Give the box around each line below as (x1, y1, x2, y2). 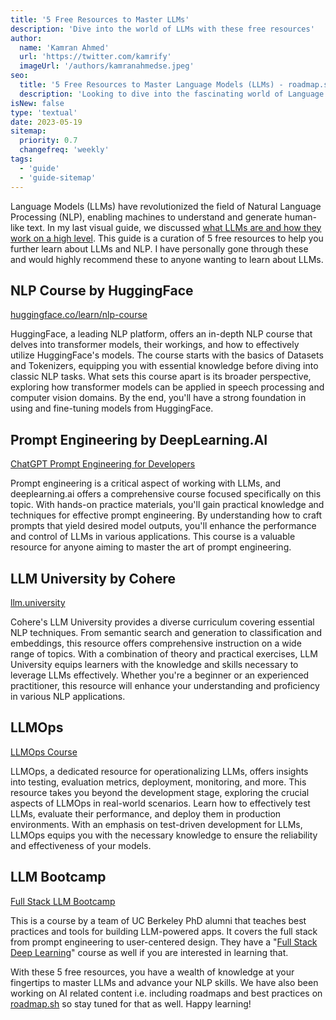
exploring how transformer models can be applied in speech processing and (10, 381, 325, 393)
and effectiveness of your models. (10, 839, 152, 851)
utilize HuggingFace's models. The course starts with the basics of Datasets (10, 349, 324, 361)
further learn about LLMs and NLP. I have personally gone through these (10, 242, 309, 255)
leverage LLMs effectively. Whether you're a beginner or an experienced (10, 669, 310, 681)
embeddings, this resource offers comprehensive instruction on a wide (10, 637, 302, 649)
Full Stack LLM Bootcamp (10, 895, 116, 907)
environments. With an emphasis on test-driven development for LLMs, (10, 818, 303, 830)
